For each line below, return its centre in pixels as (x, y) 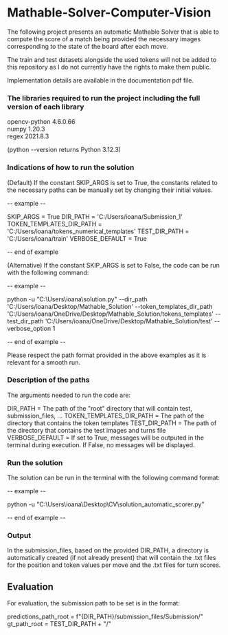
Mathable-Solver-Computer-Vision (109, 13)
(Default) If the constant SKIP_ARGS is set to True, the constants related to (112, 182)
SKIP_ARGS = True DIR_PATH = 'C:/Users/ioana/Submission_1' (95, 216)
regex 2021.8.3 (28, 136)
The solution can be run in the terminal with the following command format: (114, 478)
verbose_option (29, 328)
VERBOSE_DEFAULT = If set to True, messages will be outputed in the (106, 438)
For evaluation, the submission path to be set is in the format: (94, 603)
